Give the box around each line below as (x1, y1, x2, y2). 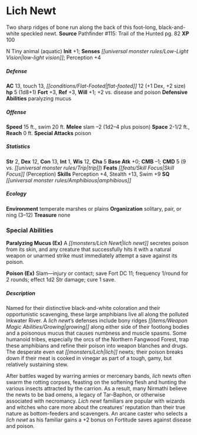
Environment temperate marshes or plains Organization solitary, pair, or (6, 205, 182, 212)
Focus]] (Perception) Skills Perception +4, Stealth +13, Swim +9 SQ (6, 170, 170, 178)
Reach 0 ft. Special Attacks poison (6, 129, 92, 136)
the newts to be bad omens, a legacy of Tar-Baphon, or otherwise (6, 391, 166, 398)
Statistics (6, 143, 31, 150)
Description (6, 289, 36, 296)
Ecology (6, 190, 27, 197)
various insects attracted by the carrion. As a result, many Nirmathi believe (6, 385, 187, 392)
